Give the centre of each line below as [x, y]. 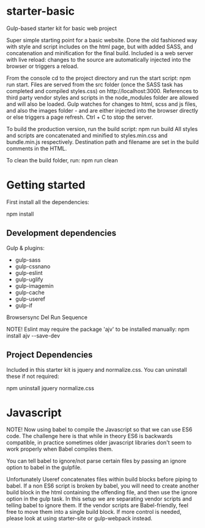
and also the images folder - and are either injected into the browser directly [102, 110]
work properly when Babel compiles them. [60, 449]
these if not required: [33, 376]
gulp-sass [28, 260]
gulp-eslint [29, 273]
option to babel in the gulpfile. [44, 467]
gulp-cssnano [33, 266]
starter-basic [41, 11]
